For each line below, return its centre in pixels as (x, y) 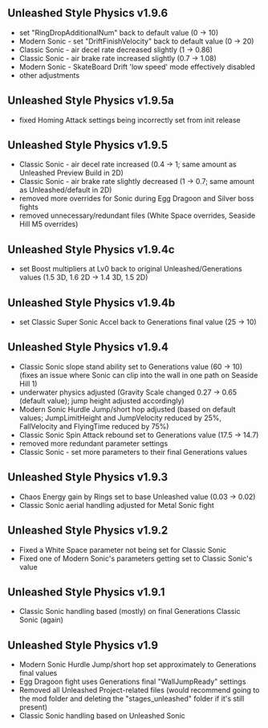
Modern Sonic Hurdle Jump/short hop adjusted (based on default (127, 409)
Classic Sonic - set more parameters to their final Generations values (133, 452)
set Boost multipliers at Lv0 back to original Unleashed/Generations (130, 269)
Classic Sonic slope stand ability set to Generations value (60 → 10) (131, 366)
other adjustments (49, 75)
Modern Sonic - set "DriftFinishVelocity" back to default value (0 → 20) (136, 41)
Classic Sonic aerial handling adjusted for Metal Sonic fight (116, 505)
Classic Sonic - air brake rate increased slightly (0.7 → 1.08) (118, 58)
